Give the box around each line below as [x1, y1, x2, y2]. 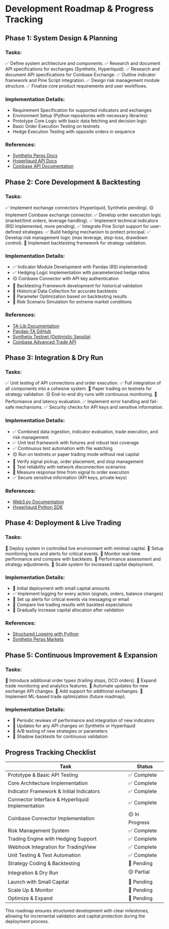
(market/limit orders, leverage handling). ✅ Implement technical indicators [5, 217, 158, 224]
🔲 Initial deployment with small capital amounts [12, 585, 110, 591]
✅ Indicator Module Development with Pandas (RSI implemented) [12, 264, 148, 270]
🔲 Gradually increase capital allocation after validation [12, 607, 124, 613]
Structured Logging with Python [12, 631, 79, 637]
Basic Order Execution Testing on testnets [12, 123, 100, 129]
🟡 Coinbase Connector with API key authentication [12, 275, 119, 282]
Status [136, 763, 153, 770]
